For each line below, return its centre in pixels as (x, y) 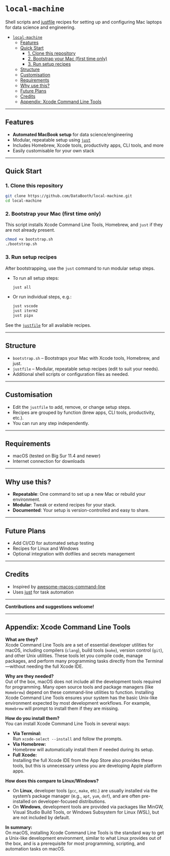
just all (22, 287)
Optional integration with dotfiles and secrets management (74, 554)
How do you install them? (32, 718)
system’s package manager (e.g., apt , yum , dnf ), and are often (76, 796)
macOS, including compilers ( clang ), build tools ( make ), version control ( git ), (84, 650)
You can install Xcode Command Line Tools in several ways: (68, 723)
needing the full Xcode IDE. (55, 666)
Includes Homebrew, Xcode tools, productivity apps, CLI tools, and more (88, 145)
